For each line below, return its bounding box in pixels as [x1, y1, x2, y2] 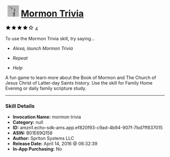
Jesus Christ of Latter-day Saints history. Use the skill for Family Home [5, 80, 153, 86]
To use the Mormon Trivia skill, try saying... [5, 35, 95, 41]
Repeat [12, 55, 28, 61]
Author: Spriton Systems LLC [12, 135, 74, 141]
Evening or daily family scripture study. [5, 85, 87, 91]
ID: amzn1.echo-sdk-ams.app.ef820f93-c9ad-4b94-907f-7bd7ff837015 [12, 125, 163, 131]
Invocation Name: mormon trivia [12, 114, 81, 120]
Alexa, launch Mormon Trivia [12, 45, 73, 51]
